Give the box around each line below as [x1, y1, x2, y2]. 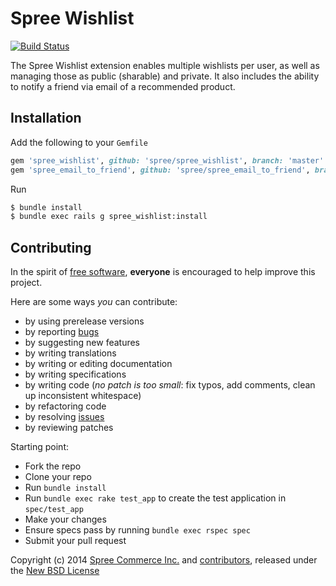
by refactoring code [24, 400, 107, 412]
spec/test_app [24, 505, 84, 515]
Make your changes [24, 513, 107, 526]
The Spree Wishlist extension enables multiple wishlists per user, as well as [10, 59, 320, 71]
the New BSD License [10, 565, 100, 577]
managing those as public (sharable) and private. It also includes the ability [10, 70, 320, 82]
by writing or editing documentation [24, 358, 173, 370]
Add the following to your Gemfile [10, 136, 148, 148]
